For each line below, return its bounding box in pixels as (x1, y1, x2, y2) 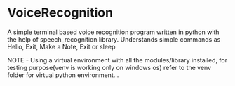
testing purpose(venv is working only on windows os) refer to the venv (7, 63, 212, 71)
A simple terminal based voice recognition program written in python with (7, 28, 220, 36)
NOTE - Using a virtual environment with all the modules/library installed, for (7, 55, 228, 64)
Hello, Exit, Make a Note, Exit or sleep (7, 42, 116, 51)
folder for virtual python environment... (7, 71, 119, 79)
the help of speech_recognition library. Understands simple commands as (7, 35, 221, 43)
